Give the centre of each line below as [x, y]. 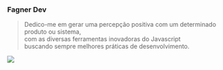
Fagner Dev [27, 10]
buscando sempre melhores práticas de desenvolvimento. [107, 47]
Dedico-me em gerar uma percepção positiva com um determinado [120, 25]
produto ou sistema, [52, 32]
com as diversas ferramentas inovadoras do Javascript [102, 39]
